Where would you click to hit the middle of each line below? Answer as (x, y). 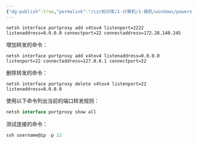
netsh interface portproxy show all (51, 112)
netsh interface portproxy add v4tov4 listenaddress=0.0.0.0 (83, 56)
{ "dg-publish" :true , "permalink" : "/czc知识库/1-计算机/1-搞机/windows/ (91, 12)
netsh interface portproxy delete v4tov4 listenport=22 (76, 84)
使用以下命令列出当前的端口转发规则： (53, 100)
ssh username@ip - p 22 (34, 135)
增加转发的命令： (27, 44)
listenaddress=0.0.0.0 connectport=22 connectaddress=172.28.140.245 (94, 33)
